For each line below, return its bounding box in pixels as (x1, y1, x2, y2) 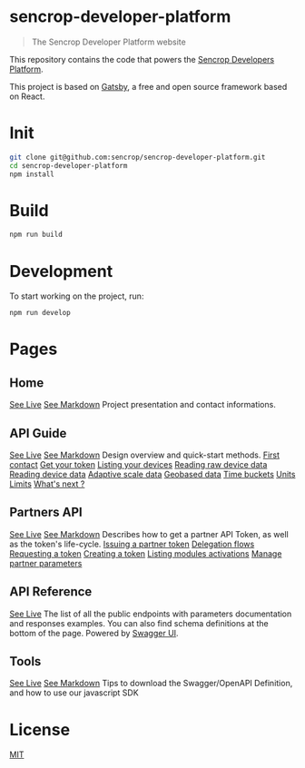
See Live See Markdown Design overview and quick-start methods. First (9, 449, 280, 460)
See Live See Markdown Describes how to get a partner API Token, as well (9, 528, 289, 539)
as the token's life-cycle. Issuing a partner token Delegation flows (9, 538, 255, 549)
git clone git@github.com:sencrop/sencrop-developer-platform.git (9, 153, 266, 162)
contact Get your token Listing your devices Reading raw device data (9, 458, 268, 469)
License (9, 719, 71, 740)
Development (9, 261, 113, 281)
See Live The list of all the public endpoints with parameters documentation (9, 608, 292, 619)
